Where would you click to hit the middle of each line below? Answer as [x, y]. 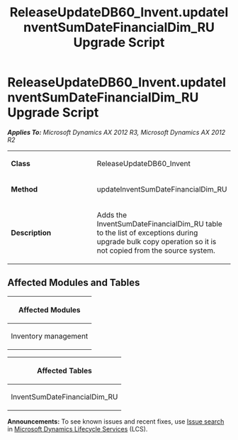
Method [24, 189]
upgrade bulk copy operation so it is [157, 241]
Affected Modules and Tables [74, 283]
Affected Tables [64, 370]
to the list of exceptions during [147, 233]
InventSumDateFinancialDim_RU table [160, 224]
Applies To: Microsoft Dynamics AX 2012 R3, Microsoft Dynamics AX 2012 [117, 132]
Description [31, 233]
